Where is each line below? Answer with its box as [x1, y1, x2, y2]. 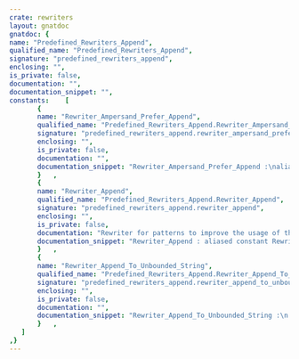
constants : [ [9, 95, 69, 105]
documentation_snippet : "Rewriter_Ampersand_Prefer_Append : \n [36, 162, 277, 171]
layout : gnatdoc [9, 21, 69, 30]
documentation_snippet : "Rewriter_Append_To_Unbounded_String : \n [36, 311, 289, 321]
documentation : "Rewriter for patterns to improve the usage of [36, 228, 280, 237]
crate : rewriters [9, 12, 74, 22]
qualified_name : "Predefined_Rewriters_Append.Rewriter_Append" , [36, 195, 285, 205]
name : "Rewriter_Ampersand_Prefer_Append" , [36, 112, 201, 121]
